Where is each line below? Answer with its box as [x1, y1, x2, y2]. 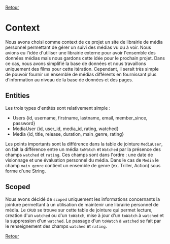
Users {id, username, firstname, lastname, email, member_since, [12, 114, 148, 121]
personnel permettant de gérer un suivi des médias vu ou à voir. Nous [5, 44, 151, 50]
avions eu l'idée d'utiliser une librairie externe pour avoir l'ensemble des [5, 49, 156, 55]
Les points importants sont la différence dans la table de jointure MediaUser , [5, 141, 163, 147]
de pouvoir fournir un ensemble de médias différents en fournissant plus [5, 71, 157, 77]
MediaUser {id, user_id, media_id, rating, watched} [12, 126, 119, 132]
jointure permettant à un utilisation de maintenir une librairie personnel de [5, 201, 159, 207]
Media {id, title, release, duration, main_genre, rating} [12, 131, 124, 137]
